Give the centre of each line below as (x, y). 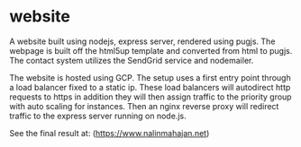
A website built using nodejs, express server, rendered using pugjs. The (142, 41)
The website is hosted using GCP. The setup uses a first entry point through (150, 77)
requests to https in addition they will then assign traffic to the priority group (150, 97)
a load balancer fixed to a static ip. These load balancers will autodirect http (150, 87)
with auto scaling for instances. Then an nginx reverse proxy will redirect (144, 106)
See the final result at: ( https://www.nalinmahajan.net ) (109, 133)
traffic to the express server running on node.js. (98, 116)
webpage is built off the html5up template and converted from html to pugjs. (151, 50)
